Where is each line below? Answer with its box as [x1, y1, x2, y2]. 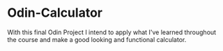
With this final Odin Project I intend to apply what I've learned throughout [7, 28, 217, 36]
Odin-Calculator [7, 5, 103, 21]
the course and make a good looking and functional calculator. [7, 35, 187, 43]
